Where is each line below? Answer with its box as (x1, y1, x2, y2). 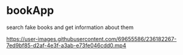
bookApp (6, 4, 54, 18)
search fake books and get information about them (6, 24, 134, 31)
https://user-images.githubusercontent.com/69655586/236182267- (6, 35, 177, 42)
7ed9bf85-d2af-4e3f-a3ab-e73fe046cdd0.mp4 (6, 42, 126, 49)
